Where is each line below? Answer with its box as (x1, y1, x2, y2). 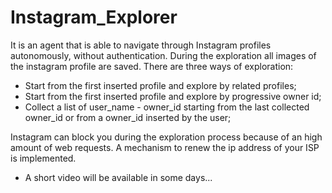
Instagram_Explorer (10, 6, 178, 29)
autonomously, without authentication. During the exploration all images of (10, 49, 317, 61)
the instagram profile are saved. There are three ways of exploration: (10, 60, 294, 72)
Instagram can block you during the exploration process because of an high (10, 131, 323, 143)
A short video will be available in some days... (24, 171, 213, 183)
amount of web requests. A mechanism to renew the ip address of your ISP (10, 141, 320, 153)
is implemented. (10, 152, 77, 164)
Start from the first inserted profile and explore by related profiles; (24, 79, 297, 91)
